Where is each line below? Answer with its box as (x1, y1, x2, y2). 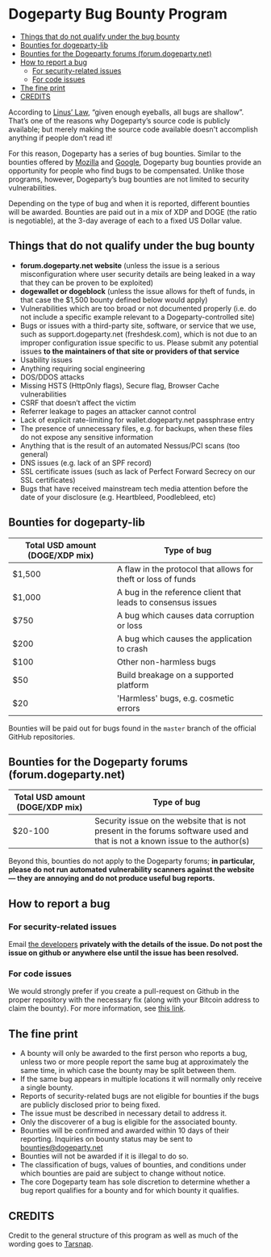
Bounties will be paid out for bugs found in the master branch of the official (8, 723, 256, 733)
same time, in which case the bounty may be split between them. (19, 1066, 236, 1075)
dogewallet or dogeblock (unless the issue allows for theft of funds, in (19, 286, 256, 295)
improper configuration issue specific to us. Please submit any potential (19, 337, 259, 347)
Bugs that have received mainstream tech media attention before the (19, 484, 248, 493)
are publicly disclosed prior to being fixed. (19, 1100, 161, 1110)
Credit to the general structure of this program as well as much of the (8, 1230, 239, 1240)
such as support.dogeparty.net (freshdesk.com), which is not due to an (19, 329, 257, 339)
